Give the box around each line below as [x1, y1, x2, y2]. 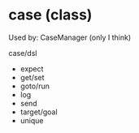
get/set [20, 72, 45, 82]
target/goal [20, 107, 59, 117]
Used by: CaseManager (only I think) [8, 32, 132, 42]
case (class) [8, 6, 93, 24]
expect [20, 63, 44, 74]
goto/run [20, 81, 50, 91]
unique [20, 115, 44, 125]
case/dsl [8, 48, 37, 58]
